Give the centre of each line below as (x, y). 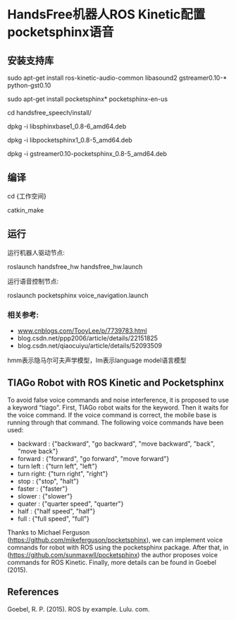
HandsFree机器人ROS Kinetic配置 (106, 14)
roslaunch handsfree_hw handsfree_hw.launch (75, 266)
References (33, 592)
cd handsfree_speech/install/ (49, 113)
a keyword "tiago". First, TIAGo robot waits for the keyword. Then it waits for (118, 407)
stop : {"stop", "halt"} (48, 481)
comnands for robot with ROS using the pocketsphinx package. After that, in (118, 547)
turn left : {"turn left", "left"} (57, 466)
